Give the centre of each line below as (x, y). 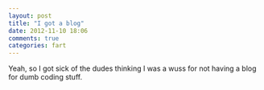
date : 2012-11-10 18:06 (48, 31)
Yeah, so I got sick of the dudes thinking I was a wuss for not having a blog (132, 68)
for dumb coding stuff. (45, 77)
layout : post (30, 16)
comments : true (34, 38)
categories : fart (37, 46)
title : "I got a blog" (46, 23)
